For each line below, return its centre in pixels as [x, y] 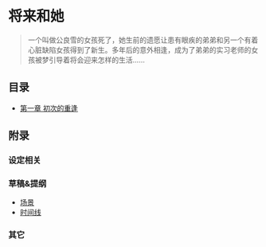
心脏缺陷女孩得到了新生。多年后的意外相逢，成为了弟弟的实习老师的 [139, 49]
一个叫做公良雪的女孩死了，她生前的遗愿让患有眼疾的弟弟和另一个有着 [143, 40]
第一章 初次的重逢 [49, 108]
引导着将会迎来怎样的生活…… [97, 60]
